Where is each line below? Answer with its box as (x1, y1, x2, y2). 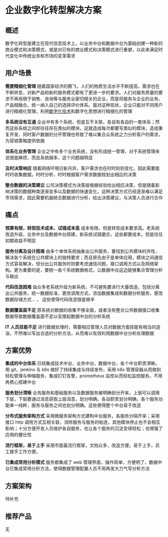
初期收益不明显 (5, 237, 36, 243)
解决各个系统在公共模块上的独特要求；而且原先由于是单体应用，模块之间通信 (5, 254, 163, 260)
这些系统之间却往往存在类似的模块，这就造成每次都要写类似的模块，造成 (9, 125, 158, 131)
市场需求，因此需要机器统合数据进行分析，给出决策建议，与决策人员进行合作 (5, 194, 163, 200)
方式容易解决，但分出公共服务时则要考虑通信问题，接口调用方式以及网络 (5, 260, 154, 266)
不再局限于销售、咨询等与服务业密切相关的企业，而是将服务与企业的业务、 (9, 96, 163, 102)
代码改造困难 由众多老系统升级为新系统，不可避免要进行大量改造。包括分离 (5, 284, 160, 290)
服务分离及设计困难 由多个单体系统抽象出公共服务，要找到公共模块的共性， (5, 248, 160, 254)
